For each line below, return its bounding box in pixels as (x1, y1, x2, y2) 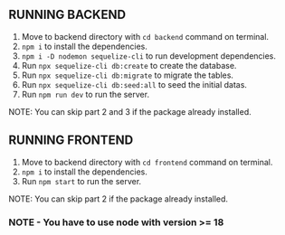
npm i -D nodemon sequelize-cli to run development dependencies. (21, 50, 277, 61)
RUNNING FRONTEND (8, 133, 134, 148)
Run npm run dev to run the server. (21, 89, 150, 99)
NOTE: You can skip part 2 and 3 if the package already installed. (8, 106, 252, 117)
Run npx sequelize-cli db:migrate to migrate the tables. (21, 70, 234, 80)
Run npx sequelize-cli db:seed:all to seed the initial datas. (21, 79, 248, 89)
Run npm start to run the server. (21, 175, 142, 186)
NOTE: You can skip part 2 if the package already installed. (8, 193, 228, 204)
